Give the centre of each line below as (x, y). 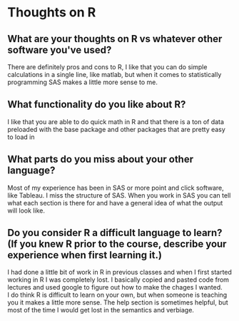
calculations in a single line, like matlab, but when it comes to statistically (115, 75)
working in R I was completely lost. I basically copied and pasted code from (118, 280)
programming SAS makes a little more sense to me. (83, 82)
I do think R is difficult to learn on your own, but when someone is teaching (117, 295)
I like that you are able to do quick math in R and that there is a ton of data (116, 121)
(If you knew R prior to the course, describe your (117, 244)
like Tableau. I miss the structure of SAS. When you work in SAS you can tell (119, 195)
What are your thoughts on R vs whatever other (115, 39)
